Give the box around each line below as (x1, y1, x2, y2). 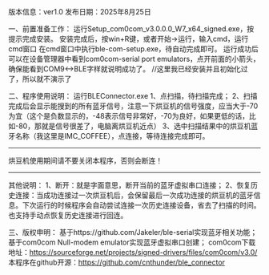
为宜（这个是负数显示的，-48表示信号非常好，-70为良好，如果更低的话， (8, 111, 250, 120)
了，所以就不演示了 (8, 75, 72, 83)
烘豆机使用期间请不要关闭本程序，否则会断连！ (8, 156, 163, 165)
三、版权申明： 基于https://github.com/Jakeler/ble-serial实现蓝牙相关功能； (8, 228, 258, 237)
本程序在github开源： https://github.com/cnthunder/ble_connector (8, 257, 226, 267)
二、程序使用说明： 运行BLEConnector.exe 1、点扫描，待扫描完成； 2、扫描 (8, 91, 258, 100)
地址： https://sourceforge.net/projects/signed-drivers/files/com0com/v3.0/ (8, 248, 258, 257)
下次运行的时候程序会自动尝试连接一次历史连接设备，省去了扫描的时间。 (22, 200, 261, 210)
